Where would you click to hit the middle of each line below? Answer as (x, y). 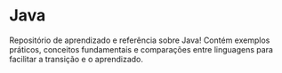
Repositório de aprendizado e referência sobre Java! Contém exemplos (140, 40)
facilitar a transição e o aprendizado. (77, 59)
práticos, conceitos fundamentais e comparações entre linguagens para (141, 49)
